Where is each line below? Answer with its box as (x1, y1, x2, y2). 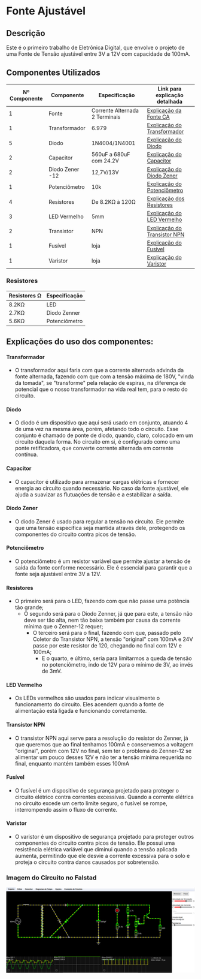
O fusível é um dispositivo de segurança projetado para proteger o (14, 787, 179, 794)
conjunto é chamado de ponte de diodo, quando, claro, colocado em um (14, 432, 193, 439)
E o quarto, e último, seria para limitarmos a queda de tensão (41, 655, 193, 662)
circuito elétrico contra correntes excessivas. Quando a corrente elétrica (14, 793, 194, 800)
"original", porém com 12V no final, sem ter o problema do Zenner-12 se (14, 747, 192, 754)
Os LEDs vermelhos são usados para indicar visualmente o (14, 694, 160, 702)
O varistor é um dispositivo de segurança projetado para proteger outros (14, 833, 194, 841)
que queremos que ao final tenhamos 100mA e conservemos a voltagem (14, 740, 194, 748)
